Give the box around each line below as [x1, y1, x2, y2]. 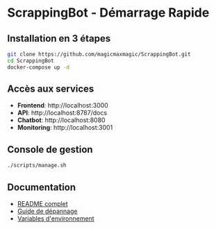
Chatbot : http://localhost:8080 [17, 116, 106, 124]
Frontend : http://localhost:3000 [17, 101, 109, 110]
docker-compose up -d [7, 64, 70, 71]
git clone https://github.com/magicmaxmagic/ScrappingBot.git [7, 51, 191, 58]
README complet [17, 199, 68, 207]
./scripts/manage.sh [7, 162, 67, 169]
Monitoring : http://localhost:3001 [17, 124, 113, 132]
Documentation [7, 181, 76, 193]
